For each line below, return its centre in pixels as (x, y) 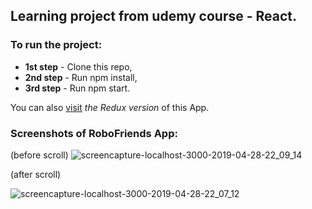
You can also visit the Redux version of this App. (110, 107)
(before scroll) (39, 155)
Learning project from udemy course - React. (154, 16)
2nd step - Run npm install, (81, 77)
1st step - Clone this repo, (78, 66)
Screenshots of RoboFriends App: (94, 133)
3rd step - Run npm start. (77, 88)
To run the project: (56, 45)
